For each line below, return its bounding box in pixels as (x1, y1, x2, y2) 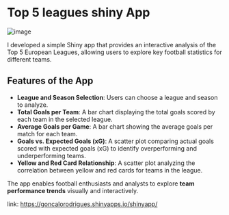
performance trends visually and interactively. (7, 186, 139, 194)
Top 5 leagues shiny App (7, 5, 150, 21)
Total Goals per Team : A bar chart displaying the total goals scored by (16, 107, 215, 116)
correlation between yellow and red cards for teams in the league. (16, 166, 203, 174)
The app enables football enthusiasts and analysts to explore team (7, 179, 195, 188)
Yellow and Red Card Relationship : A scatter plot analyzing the (16, 159, 196, 167)
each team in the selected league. (16, 115, 113, 123)
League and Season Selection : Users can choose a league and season (16, 93, 218, 101)
